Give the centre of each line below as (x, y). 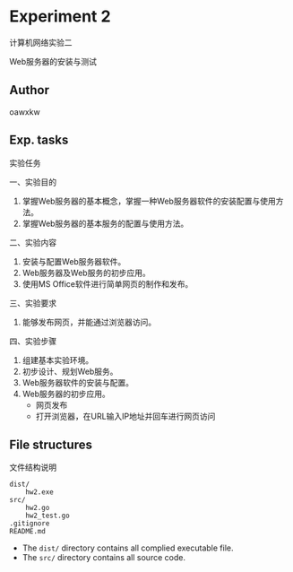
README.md (28, 532)
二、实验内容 (33, 242)
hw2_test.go (47, 516)
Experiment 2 (60, 17)
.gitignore (30, 524)
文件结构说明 (33, 467)
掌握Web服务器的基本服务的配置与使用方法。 (105, 223)
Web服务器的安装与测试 (53, 61)
